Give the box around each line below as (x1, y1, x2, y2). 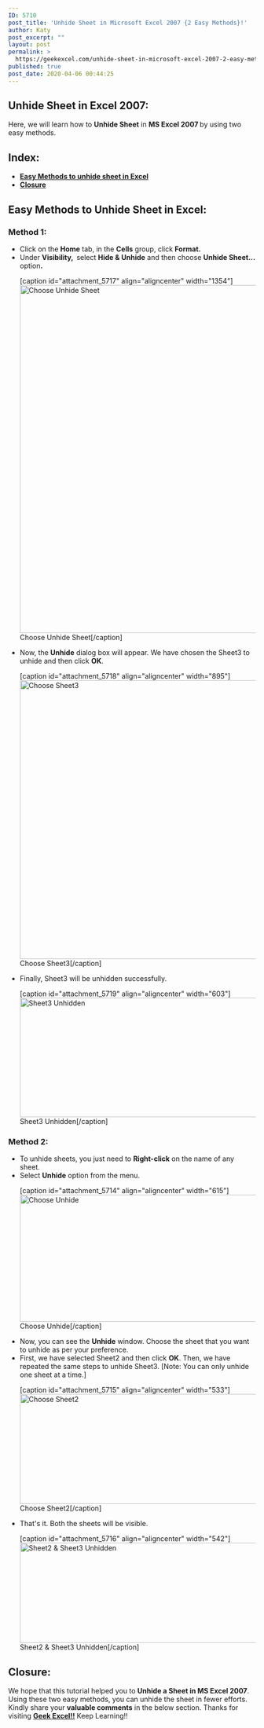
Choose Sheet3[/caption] (19, 958, 102, 968)
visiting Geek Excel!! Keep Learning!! (8, 1712, 128, 1721)
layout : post (8, 41, 51, 49)
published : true (8, 63, 61, 71)
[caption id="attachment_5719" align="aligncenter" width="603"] (19, 989, 231, 998)
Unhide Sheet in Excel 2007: (8, 99, 149, 112)
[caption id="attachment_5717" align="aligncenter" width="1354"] (19, 276, 233, 285)
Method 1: (8, 226, 47, 237)
